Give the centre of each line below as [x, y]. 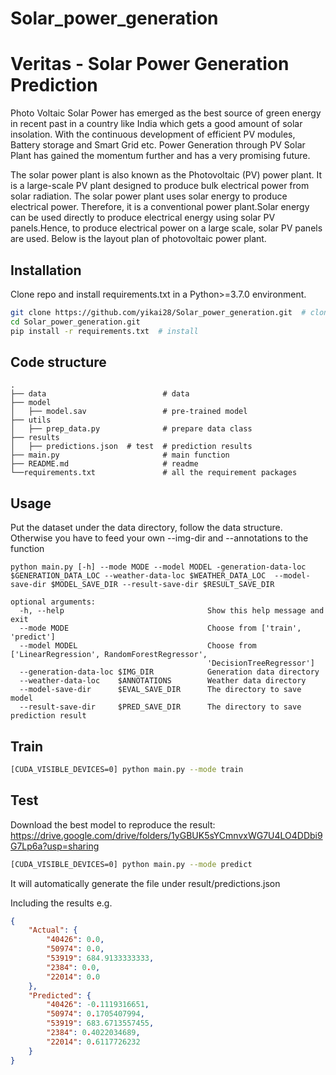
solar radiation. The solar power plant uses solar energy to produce [149, 196]
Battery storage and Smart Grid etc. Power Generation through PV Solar [158, 145]
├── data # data [100, 394]
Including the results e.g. [61, 903]
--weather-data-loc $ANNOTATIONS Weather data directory [163, 681]
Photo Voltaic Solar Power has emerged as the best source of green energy [166, 113]
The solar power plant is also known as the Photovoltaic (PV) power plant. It [166, 175]
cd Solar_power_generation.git [75, 322]
